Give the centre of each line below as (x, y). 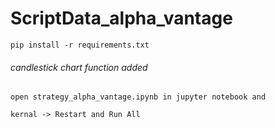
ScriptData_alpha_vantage (121, 18)
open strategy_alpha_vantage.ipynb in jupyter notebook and (138, 97)
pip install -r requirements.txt (80, 45)
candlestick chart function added (79, 67)
